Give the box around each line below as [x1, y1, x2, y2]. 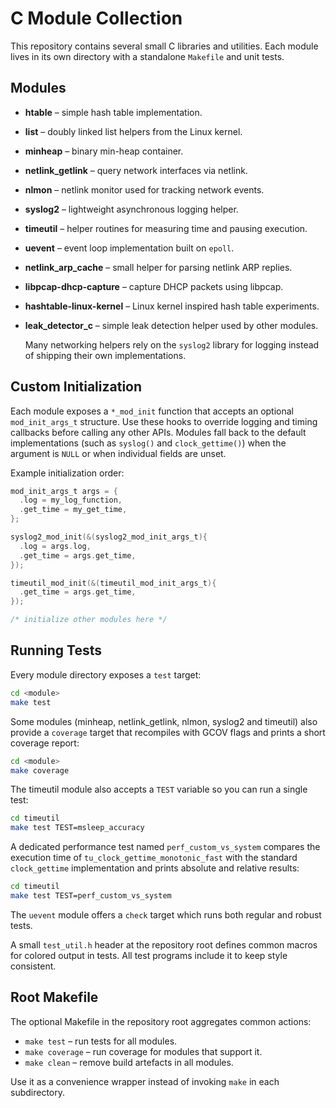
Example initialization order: [10, 467, 125, 479]
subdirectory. [10, 1086, 66, 1098]
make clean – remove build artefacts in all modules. [24, 1056, 234, 1068]
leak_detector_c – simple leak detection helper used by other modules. [24, 319, 319, 331]
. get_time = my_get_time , [19, 505, 128, 515]
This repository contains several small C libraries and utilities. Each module [10, 40, 319, 52]
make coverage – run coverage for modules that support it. [24, 1045, 263, 1057]
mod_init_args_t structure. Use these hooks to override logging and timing [10, 415, 318, 427]
